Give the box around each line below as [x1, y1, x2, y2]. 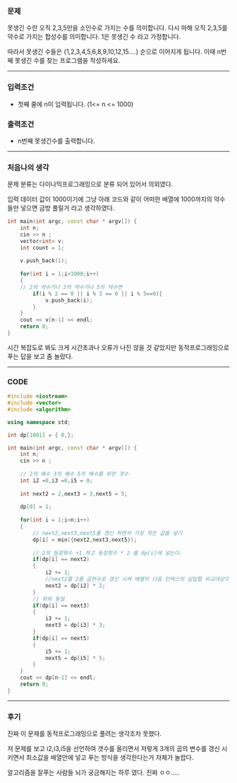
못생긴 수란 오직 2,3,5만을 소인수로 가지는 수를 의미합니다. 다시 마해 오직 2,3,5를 [7, 23, 228, 33]
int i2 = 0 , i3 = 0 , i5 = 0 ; [20, 477, 93, 484]
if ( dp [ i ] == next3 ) [32, 602, 90, 609]
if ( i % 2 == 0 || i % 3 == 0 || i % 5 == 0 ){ [32, 290, 163, 298]
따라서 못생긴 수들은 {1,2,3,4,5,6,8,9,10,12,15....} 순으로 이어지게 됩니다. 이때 [7, 47, 216, 56]
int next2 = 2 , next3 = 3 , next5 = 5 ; [20, 490, 128, 498]
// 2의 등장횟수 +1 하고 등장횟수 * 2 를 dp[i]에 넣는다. [32, 549, 183, 556]
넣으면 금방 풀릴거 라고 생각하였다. [20, 204, 115, 213]
